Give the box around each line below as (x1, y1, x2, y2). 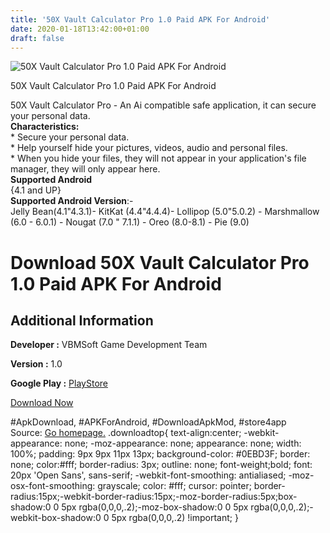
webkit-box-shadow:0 (10, 512, 102, 524)
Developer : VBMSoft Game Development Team (10, 339, 208, 351)
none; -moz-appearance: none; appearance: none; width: (64, 437, 302, 450)
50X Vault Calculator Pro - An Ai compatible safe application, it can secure (10, 99, 317, 111)
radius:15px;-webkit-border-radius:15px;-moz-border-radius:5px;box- (10, 491, 298, 503)
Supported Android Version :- (10, 195, 134, 207)
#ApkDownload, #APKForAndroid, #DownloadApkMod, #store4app (10, 416, 287, 428)
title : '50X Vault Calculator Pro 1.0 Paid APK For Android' (10, 14, 271, 25)
